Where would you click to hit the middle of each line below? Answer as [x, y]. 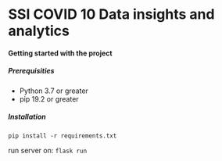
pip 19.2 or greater [49, 98]
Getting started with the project [60, 53]
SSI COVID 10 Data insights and [111, 14]
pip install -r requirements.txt [63, 136]
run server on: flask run [48, 150]
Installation [27, 117]
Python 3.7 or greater [54, 91]
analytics [39, 31]
